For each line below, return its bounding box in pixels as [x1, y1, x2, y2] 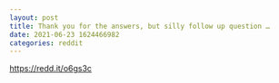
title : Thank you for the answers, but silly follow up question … [9, 22, 271, 31]
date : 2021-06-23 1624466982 [9, 30, 120, 39]
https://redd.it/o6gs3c [9, 63, 93, 74]
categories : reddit [9, 38, 84, 48]
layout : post [9, 13, 59, 23]
